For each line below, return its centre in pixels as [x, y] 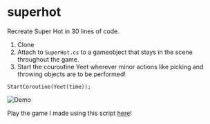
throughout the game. [48, 59]
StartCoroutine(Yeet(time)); [49, 87]
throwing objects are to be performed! [71, 74]
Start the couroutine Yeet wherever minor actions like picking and [110, 67]
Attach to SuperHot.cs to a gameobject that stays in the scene [105, 52]
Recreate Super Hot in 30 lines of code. [63, 31]
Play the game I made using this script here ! [70, 113]
